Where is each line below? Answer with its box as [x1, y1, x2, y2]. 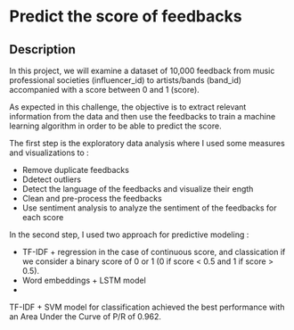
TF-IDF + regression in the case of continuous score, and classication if [21, 247, 286, 257]
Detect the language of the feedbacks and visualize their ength [21, 184, 254, 194]
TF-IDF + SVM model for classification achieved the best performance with [9, 301, 285, 312]
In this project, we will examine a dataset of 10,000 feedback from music [9, 65, 275, 76]
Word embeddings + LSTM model [21, 275, 147, 285]
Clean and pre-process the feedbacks [21, 194, 162, 203]
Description [9, 42, 76, 57]
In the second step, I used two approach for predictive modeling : [9, 229, 249, 240]
